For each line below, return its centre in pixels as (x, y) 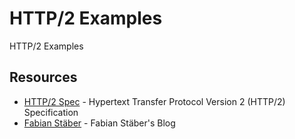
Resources (43, 77)
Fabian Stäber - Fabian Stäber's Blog (99, 123)
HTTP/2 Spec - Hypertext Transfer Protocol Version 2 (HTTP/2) (154, 101)
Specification (51, 112)
